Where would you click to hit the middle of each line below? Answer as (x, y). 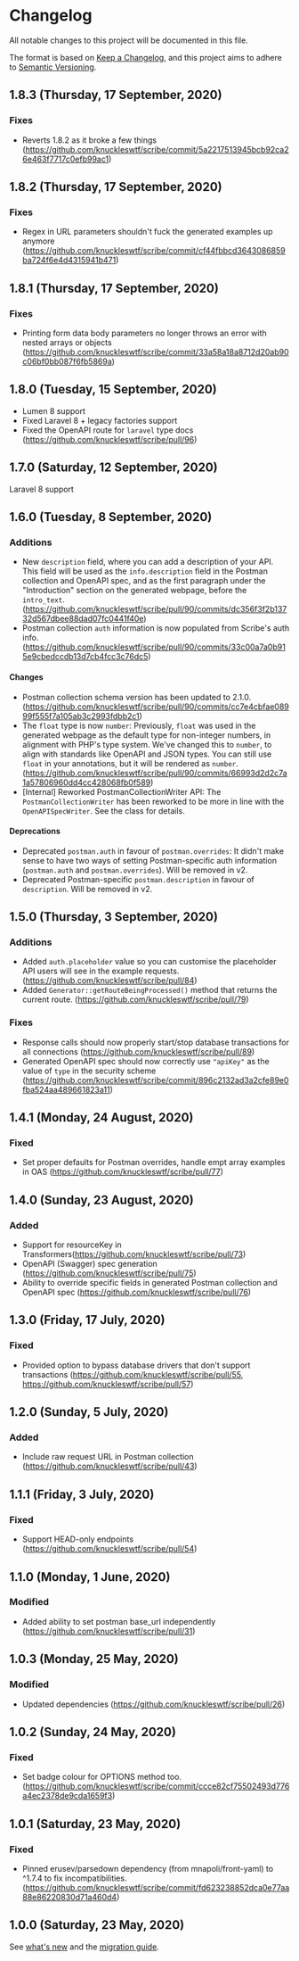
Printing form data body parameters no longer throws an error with (144, 333)
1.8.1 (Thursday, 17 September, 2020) (114, 288)
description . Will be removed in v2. (87, 889)
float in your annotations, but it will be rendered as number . (130, 763)
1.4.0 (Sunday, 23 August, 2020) (101, 1200)
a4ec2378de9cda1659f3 (67, 1796)
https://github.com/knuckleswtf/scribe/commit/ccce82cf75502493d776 (158, 1786)
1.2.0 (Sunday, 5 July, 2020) (89, 1412)
